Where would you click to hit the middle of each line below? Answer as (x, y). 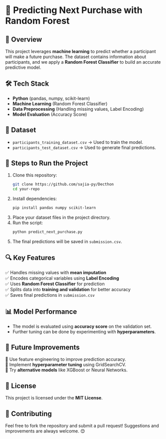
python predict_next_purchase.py (47, 232)
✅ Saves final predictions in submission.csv (50, 295)
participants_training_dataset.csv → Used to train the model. (78, 142)
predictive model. (23, 67)
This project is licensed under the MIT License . (54, 398)
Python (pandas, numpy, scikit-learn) (51, 98)
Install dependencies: (35, 199)
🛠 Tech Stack (27, 84)
